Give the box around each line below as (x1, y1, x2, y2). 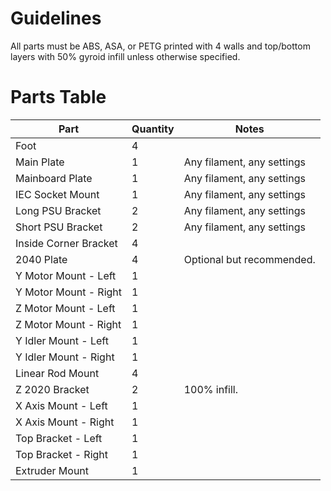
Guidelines (10, 7, 102, 30)
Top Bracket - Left (15, 431, 103, 445)
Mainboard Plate (15, 171, 93, 185)
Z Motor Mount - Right (15, 317, 122, 331)
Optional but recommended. (183, 252, 316, 266)
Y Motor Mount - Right (15, 285, 123, 299)
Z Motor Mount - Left (15, 301, 116, 315)
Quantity (131, 122, 175, 136)
